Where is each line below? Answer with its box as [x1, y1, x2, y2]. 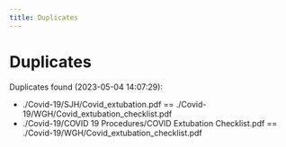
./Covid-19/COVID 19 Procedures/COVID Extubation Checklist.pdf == [22, 117, 278, 128]
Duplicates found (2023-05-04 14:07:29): [9, 82, 164, 92]
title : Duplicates [9, 13, 78, 22]
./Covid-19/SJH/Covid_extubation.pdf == [22, 99, 174, 109]
